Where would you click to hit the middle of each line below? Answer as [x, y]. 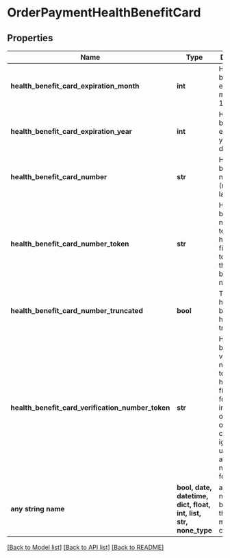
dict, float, [194, 504]
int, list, [189, 513]
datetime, [193, 496]
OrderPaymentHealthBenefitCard [104, 13]
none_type [194, 530]
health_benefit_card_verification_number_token [90, 408]
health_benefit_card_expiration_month [75, 86]
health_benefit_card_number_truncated [77, 311]
